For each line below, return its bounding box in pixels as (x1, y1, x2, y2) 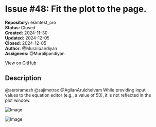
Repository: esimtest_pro (5, 19, 56, 25)
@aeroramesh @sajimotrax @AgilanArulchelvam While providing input (5, 87, 146, 93)
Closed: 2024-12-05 (5, 40, 47, 46)
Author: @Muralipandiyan (5, 45, 57, 51)
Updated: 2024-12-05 (5, 35, 50, 41)
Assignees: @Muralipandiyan (5, 50, 65, 56)
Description (5, 74, 41, 82)
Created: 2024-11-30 (5, 30, 48, 36)
